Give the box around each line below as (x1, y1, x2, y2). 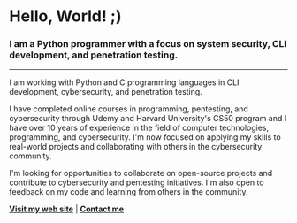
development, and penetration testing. (9, 49, 179, 61)
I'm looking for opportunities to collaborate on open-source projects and (9, 168, 273, 179)
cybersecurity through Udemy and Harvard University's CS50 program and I (9, 113, 287, 124)
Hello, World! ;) (9, 6, 122, 27)
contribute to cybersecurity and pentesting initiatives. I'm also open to (9, 177, 264, 188)
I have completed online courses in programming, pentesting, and (9, 104, 249, 114)
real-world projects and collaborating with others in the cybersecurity (9, 142, 263, 152)
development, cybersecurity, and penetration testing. (9, 87, 203, 97)
